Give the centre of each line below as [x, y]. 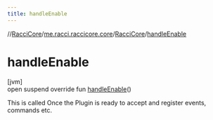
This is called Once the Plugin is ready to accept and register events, [107, 102]
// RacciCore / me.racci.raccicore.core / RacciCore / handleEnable [97, 34]
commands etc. [30, 110]
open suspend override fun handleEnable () [69, 89]
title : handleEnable [38, 14]
